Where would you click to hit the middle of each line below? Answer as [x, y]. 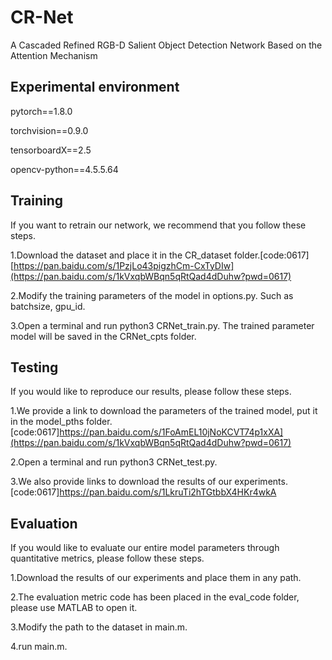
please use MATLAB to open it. [74, 608]
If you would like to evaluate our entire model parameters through [145, 548]
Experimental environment [95, 87]
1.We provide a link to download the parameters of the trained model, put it [164, 411]
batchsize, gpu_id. [48, 306]
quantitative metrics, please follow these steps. [107, 558]
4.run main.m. [39, 647]
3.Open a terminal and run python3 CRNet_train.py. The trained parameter [162, 325]
